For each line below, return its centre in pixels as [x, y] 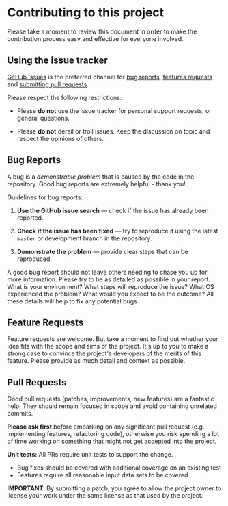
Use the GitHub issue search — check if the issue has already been [113, 210]
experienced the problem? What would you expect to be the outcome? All [110, 294]
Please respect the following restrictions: [65, 97]
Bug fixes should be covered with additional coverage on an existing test [119, 468]
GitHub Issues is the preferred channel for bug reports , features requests [110, 77]
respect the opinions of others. [60, 138]
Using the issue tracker [57, 61]
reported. [30, 218]
